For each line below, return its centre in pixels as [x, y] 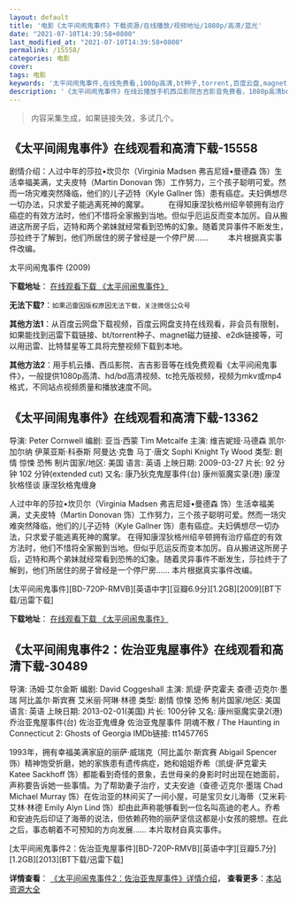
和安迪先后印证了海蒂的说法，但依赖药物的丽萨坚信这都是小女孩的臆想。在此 [148, 818]
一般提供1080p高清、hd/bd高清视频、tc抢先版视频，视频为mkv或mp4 [155, 376]
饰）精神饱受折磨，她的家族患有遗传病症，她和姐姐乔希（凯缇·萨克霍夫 [138, 763]
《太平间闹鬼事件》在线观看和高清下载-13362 [134, 417]
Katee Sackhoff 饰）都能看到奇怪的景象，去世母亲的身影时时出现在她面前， [147, 774]
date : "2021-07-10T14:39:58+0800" [73, 34]
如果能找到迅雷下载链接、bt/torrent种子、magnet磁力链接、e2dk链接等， [142, 335]
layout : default [39, 17]
